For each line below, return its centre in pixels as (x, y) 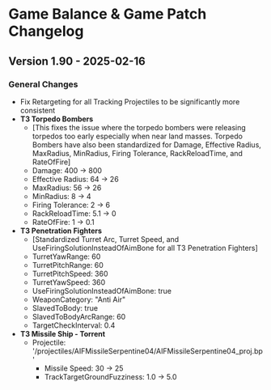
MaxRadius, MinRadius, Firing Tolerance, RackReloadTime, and (137, 153)
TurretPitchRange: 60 (68, 265)
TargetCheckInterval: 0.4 (74, 325)
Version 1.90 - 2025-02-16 (77, 61)
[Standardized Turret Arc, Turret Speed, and (106, 239)
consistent (38, 110)
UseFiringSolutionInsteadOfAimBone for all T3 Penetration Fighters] (145, 248)
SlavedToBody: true (65, 307)
